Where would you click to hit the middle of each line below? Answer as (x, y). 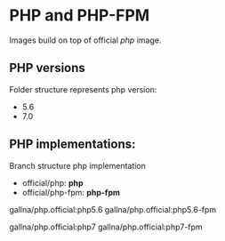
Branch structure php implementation (78, 165)
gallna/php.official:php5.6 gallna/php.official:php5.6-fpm (113, 209)
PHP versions (48, 68)
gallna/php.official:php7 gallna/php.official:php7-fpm (106, 227)
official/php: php (52, 182)
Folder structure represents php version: (83, 89)
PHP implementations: (72, 145)
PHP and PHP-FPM (80, 16)
